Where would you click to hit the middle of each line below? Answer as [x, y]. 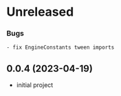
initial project [35, 85]
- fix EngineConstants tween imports [60, 48]
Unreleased [40, 12]
